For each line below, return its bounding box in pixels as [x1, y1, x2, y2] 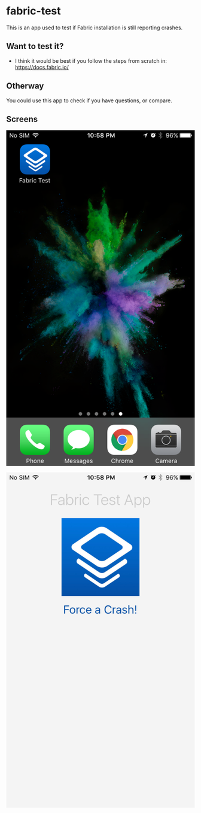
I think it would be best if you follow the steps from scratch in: [14, 57, 167, 64]
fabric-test [6, 4, 61, 18]
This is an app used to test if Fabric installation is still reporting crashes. [6, 24, 183, 31]
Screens [6, 114, 38, 124]
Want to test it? [6, 41, 64, 51]
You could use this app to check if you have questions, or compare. [6, 97, 172, 104]
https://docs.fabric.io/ [14, 63, 69, 71]
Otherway [6, 81, 44, 91]
